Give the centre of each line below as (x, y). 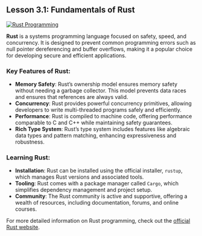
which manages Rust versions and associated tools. (79, 177)
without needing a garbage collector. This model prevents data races (101, 91)
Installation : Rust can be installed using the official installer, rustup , (99, 171)
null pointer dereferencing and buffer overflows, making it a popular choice (99, 49)
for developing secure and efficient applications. (66, 55)
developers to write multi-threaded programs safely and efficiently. (98, 110)
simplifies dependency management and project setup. (84, 190)
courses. (26, 209)
